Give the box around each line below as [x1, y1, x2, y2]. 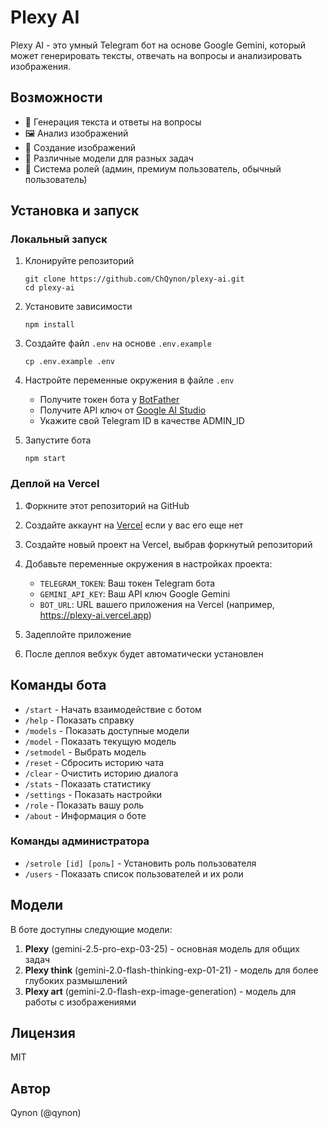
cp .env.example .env [24, 357, 115, 367]
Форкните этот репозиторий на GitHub [24, 499, 190, 511]
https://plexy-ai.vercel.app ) [39, 609, 152, 621]
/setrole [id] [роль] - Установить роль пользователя [24, 857, 257, 869]
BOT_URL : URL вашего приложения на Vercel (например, [39, 598, 275, 610]
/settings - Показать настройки [24, 788, 163, 800]
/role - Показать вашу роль [24, 799, 145, 811]
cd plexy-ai [24, 283, 75, 293]
